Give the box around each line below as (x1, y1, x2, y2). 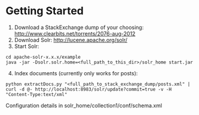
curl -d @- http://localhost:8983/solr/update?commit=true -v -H (5, 86, 172, 92)
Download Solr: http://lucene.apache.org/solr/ (14, 36, 128, 43)
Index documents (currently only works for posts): (14, 69, 138, 76)
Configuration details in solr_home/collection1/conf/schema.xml (5, 102, 163, 109)
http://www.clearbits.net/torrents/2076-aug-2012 (14, 30, 136, 37)
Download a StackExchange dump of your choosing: (14, 24, 144, 31)
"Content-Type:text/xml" (5, 91, 68, 97)
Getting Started (5, 4, 84, 18)
